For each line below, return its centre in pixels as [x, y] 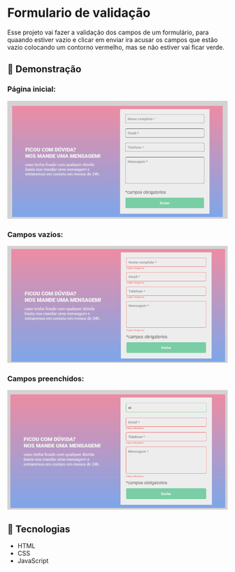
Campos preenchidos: [46, 379]
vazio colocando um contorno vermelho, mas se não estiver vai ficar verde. [116, 47]
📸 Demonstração [44, 69]
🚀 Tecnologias [39, 529]
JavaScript [33, 561]
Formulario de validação [79, 13]
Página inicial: [31, 89]
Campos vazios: [35, 234]
